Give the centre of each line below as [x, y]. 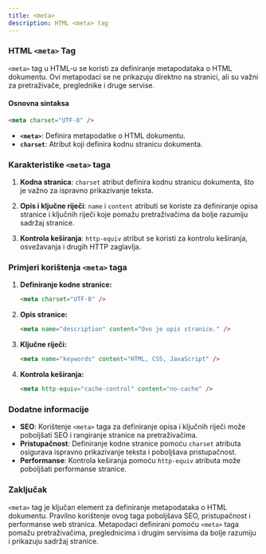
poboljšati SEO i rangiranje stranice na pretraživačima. [109, 435]
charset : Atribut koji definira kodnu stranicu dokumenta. [111, 143]
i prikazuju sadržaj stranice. [53, 541]
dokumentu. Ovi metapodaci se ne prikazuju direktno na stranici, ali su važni [133, 77]
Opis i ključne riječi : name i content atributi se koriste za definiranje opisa [139, 206]
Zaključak [28, 489]
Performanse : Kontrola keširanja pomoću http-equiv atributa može [130, 461]
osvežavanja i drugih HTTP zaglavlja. [80, 247]
